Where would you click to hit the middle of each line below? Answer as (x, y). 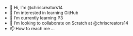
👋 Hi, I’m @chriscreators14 (36, 8)
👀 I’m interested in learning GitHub (44, 13)
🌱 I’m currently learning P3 (36, 18)
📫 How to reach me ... (32, 28)
